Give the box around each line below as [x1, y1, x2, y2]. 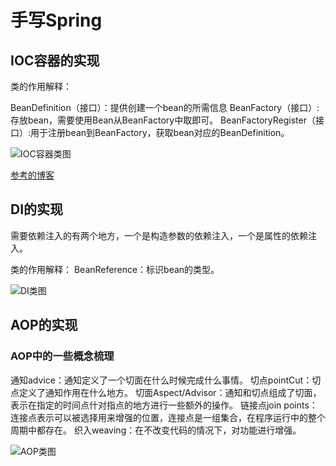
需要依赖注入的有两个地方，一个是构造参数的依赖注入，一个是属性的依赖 [10, 229, 308, 241]
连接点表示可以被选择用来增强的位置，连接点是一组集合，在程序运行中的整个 [10, 411, 326, 423]
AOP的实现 [10, 317, 78, 334]
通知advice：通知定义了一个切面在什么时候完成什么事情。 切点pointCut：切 [10, 374, 322, 386]
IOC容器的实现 [10, 52, 100, 69]
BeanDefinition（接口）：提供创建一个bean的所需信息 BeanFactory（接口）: [10, 102, 320, 113]
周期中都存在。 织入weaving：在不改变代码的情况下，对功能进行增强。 [10, 424, 302, 436]
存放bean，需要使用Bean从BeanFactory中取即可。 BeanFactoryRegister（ [10, 114, 316, 126]
